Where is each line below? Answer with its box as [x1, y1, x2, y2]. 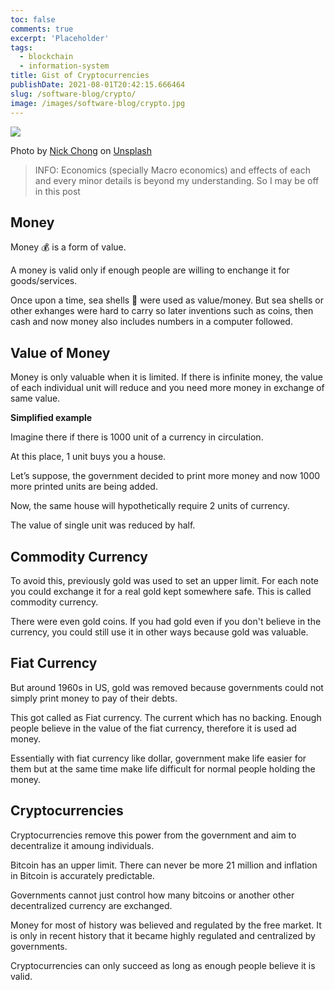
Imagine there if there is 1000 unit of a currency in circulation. [10, 431, 264, 443]
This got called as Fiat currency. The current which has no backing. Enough [10, 711, 322, 723]
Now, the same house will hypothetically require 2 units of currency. [10, 500, 290, 512]
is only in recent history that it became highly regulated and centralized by [10, 929, 316, 941]
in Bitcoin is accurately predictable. [10, 869, 155, 881]
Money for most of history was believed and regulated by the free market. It [10, 919, 322, 931]
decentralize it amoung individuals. [10, 839, 155, 851]
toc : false [10, 14, 56, 25]
